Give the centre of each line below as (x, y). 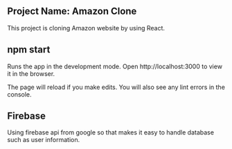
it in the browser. (31, 73)
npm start (29, 50)
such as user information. (44, 140)
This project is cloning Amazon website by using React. (86, 28)
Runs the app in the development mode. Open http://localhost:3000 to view (115, 66)
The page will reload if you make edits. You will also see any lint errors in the (116, 87)
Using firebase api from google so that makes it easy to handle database (111, 132)
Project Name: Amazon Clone (72, 11)
